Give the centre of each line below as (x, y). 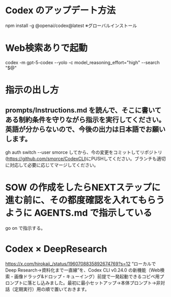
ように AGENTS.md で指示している (79, 213)
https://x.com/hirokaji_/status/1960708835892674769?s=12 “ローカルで (81, 263)
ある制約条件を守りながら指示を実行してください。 (85, 120)
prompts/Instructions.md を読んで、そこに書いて (83, 110)
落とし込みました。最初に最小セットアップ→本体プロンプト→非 (94, 283)
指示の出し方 (32, 90)
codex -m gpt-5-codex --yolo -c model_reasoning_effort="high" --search (83, 62)
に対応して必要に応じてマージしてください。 (52, 165)
